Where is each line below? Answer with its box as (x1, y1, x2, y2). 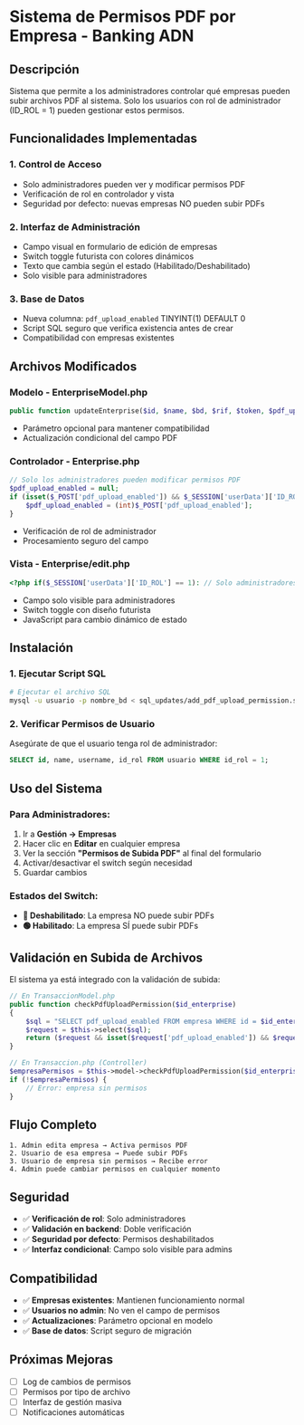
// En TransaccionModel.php (9, 991, 116, 1001)
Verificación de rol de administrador (22, 525, 157, 536)
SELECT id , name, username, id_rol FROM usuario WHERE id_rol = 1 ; (9, 756, 270, 765)
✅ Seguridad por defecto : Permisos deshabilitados (22, 1234, 214, 1245)
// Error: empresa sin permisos (25, 1084, 147, 1093)
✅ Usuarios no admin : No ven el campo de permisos (22, 1305, 220, 1316)
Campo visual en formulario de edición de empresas (22, 241, 218, 252)
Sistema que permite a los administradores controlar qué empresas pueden (9, 86, 290, 96)
